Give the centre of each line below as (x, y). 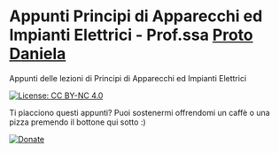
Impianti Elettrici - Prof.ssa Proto (132, 35)
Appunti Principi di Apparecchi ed (136, 16)
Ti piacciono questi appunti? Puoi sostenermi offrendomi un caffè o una (139, 112)
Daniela (38, 54)
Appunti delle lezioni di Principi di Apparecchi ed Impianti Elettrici (128, 78)
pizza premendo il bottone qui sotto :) (77, 122)
